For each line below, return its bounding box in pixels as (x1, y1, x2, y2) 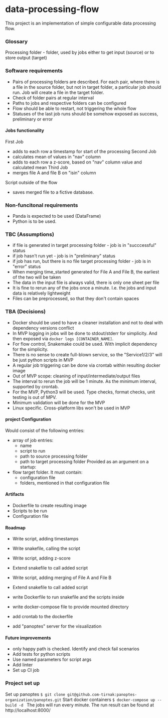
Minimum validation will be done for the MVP (12, 399, 105, 405)
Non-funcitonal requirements (5, 202, 78, 209)
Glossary (5, 38, 28, 45)
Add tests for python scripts (12, 651, 71, 657)
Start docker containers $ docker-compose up (62, 696, 155, 702)
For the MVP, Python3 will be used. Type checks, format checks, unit (12, 389, 155, 395)
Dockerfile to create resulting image (12, 503, 87, 509)
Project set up (5, 680, 40, 687)
